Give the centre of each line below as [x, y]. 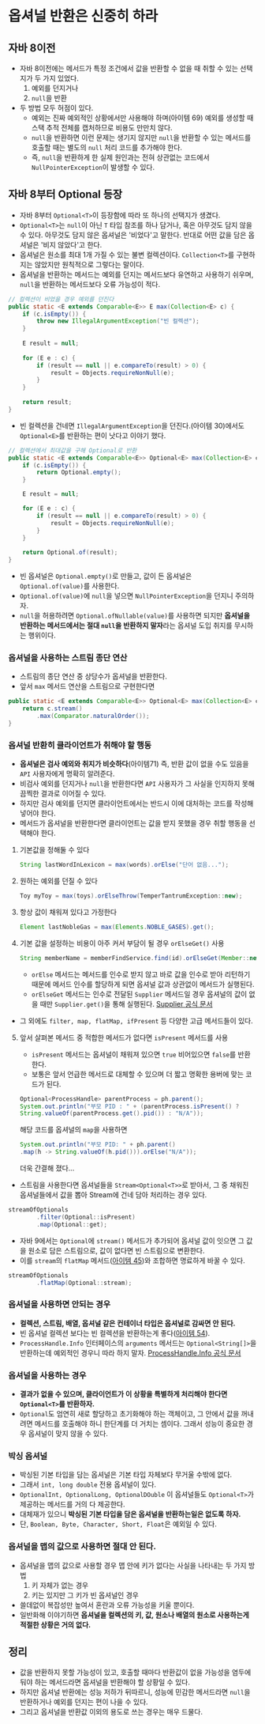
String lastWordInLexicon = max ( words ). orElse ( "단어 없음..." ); [124, 865]
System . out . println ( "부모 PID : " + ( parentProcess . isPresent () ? [129, 1106]
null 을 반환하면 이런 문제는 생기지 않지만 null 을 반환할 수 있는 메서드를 [141, 138]
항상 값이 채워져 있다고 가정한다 [68, 912]
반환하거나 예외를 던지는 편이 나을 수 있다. [84, 1702]
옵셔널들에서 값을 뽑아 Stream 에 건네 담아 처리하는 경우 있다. [113, 1195]
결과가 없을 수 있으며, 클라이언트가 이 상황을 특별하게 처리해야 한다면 [123, 1394]
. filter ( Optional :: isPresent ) [86, 1217]
